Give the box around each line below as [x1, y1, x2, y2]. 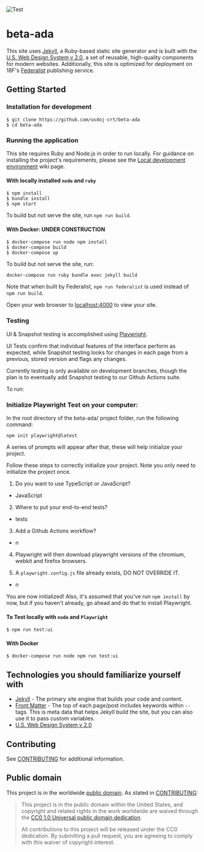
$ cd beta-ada [6, 122, 43, 128]
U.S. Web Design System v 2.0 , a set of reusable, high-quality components [6, 54, 194, 61]
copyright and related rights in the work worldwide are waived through [21, 807, 199, 814]
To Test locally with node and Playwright [6, 613, 108, 620]
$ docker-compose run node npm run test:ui [6, 653, 119, 659]
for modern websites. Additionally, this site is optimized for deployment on [6, 60, 193, 67]
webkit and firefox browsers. [15, 557, 87, 564]
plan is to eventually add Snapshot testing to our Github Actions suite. [6, 373, 181, 381]
